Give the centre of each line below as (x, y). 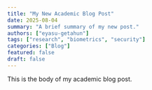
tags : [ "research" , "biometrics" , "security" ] (76, 40)
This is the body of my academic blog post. (70, 79)
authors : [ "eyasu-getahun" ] (48, 33)
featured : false (31, 53)
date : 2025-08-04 (33, 20)
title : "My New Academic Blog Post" (61, 14)
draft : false (26, 59)
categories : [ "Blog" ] (39, 46)
